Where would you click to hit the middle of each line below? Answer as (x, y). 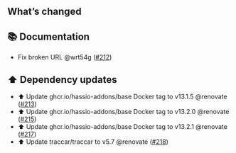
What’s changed (44, 12)
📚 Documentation (49, 36)
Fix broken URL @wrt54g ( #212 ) (65, 57)
